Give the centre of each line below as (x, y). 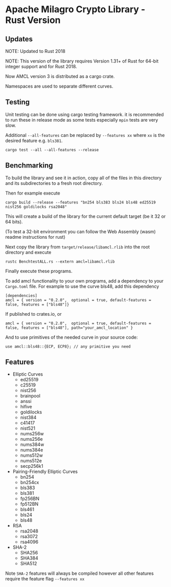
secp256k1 (32, 466)
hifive (26, 407)
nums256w (32, 434)
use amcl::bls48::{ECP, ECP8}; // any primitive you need (68, 346)
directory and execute (28, 252)
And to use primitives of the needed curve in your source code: (72, 337)
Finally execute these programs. (39, 271)
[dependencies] (21, 296)
